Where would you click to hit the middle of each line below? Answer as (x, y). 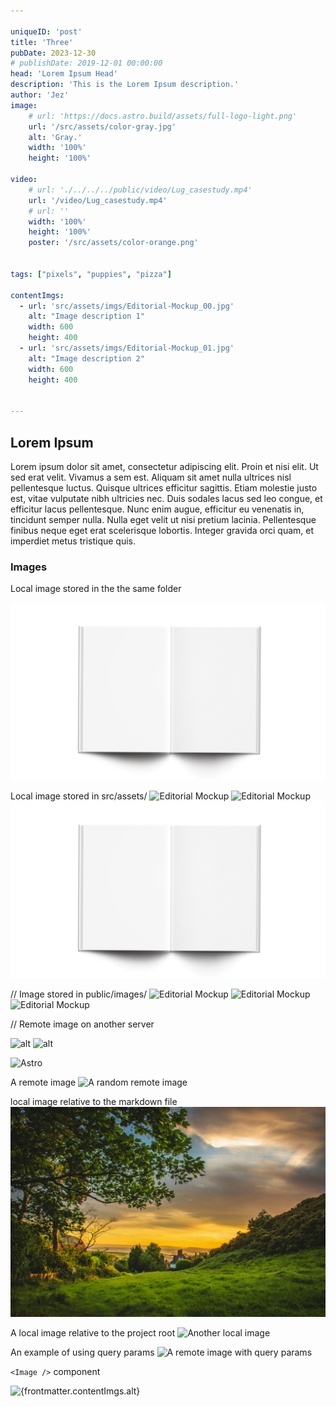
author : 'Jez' (40, 95)
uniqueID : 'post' (46, 31)
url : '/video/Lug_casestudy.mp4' (98, 200)
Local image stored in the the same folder (96, 589)
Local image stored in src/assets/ (79, 796)
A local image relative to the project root (93, 1332)
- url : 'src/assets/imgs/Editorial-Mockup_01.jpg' (127, 348)
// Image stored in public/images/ (79, 994)
